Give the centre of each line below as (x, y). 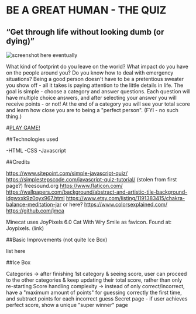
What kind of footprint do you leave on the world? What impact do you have (97, 66)
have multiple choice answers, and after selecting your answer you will (91, 98)
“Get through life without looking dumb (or (85, 32)
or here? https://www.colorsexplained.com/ (115, 204)
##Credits (18, 162)
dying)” (20, 41)
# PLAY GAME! (23, 128)
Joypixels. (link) (25, 228)
